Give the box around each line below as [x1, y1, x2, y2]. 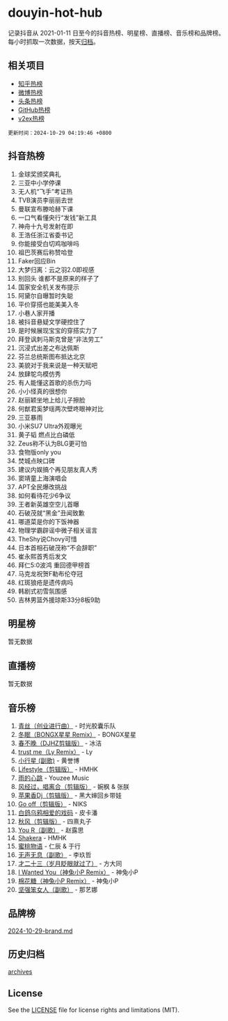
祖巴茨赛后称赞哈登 [17, 248, 74, 256]
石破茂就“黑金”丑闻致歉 [17, 509, 85, 517]
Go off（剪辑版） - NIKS [17, 800, 88, 808]
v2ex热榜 [17, 114, 44, 122]
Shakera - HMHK [17, 834, 67, 842]
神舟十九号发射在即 [17, 222, 74, 230]
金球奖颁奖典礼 [17, 170, 61, 178]
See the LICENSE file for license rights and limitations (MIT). [8, 1006, 180, 1014]
